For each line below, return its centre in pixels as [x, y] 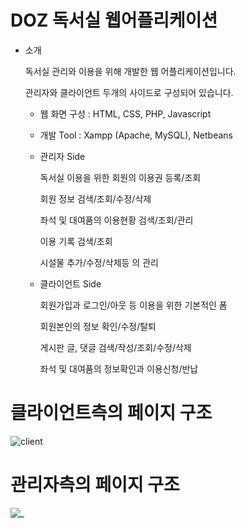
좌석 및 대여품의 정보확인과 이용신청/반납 [119, 368]
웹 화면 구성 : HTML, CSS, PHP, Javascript [125, 113]
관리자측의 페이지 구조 [95, 485]
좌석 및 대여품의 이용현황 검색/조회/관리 [116, 220]
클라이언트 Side [70, 283]
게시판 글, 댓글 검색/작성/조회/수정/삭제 [115, 347]
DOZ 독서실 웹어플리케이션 [114, 20]
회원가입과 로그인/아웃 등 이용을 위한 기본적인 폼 [133, 305]
